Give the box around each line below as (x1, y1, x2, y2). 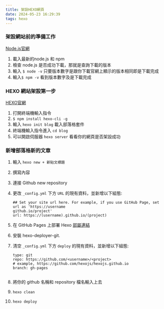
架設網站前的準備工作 (5, 33, 56, 40)
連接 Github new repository (12, 180, 67, 186)
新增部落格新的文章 (5, 147, 51, 154)
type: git (12, 253, 33, 258)
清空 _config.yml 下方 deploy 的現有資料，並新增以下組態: (12, 243, 129, 249)
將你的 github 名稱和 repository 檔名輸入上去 (12, 279, 102, 285)
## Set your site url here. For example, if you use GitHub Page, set (12, 200, 160, 205)
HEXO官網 (5, 99, 26, 105)
